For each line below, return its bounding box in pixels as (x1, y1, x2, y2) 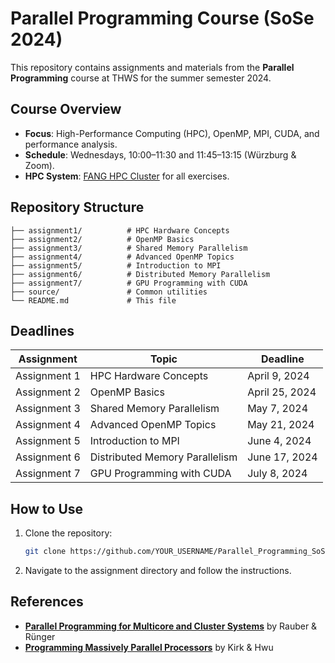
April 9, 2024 (247, 369, 310, 383)
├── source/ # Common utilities (10, 287, 208, 297)
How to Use (10, 500, 84, 517)
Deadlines (10, 322, 75, 339)
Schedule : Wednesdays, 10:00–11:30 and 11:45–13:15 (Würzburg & (24, 148, 297, 161)
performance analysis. (24, 138, 118, 150)
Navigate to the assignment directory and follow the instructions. (24, 565, 292, 577)
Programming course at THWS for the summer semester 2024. (10, 72, 272, 84)
